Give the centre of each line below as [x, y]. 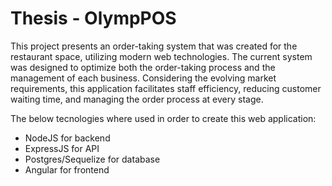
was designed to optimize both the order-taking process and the [143, 67]
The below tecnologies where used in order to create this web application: [163, 118]
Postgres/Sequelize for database [92, 159]
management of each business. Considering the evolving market [143, 78]
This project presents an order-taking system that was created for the [154, 46]
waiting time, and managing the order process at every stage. [137, 99]
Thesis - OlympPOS [93, 18]
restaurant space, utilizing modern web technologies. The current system [161, 56]
